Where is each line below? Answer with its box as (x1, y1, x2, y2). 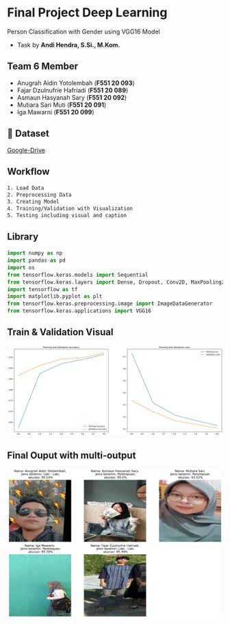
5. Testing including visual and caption (7, 212, 127, 219)
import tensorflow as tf (7, 286, 78, 292)
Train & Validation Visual (7, 327, 114, 338)
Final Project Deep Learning (7, 5, 168, 21)
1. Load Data (7, 185, 44, 192)
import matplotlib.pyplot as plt (7, 293, 103, 300)
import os (7, 264, 36, 271)
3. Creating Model (7, 199, 60, 205)
